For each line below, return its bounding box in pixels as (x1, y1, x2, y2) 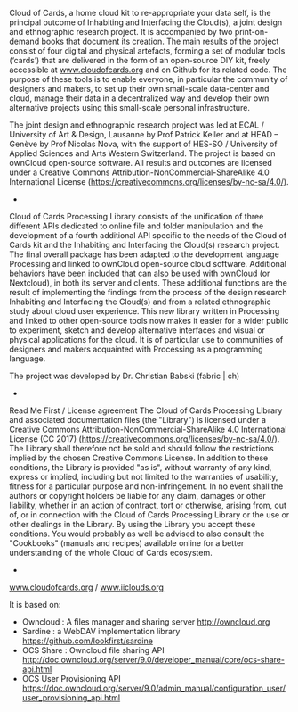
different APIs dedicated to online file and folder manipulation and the (9, 220, 264, 231)
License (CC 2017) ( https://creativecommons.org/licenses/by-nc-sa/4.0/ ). (9, 434, 280, 444)
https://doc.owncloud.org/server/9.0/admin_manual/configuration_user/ (21, 683, 286, 693)
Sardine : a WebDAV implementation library (21, 626, 181, 636)
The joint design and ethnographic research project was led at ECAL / (9, 120, 265, 130)
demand (9, 36, 40, 46)
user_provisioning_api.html (21, 692, 121, 703)
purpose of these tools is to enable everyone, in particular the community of (9, 74, 288, 84)
